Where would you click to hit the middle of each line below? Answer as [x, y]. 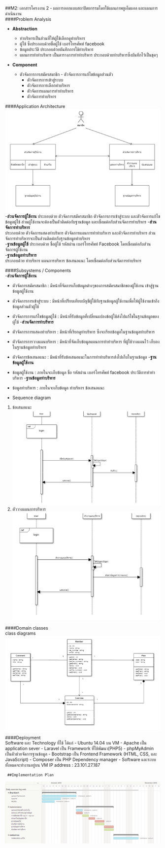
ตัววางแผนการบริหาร [29, 509]
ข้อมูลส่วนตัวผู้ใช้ [26, 306]
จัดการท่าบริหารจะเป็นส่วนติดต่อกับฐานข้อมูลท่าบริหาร [48, 238]
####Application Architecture [35, 106]
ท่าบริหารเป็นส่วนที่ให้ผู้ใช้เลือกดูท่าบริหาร [52, 38]
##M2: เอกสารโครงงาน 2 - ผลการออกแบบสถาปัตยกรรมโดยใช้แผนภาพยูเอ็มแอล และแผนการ [82, 8]
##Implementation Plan [31, 775]
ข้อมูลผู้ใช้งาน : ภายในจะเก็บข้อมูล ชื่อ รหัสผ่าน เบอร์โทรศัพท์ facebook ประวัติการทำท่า [83, 373]
